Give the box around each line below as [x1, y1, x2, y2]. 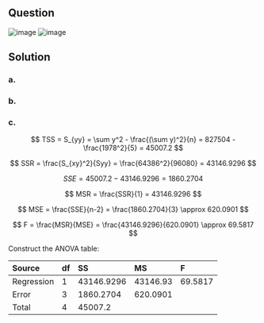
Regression [12, 276, 55, 287]
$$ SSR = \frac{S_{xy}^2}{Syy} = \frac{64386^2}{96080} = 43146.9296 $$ [10, 159, 257, 168]
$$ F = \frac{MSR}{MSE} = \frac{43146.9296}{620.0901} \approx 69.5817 [12, 220, 254, 229]
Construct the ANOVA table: [8, 244, 100, 253]
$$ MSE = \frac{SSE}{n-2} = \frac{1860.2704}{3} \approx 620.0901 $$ [17, 205, 250, 214]
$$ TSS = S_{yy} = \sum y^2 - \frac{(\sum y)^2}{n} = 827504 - [30, 135, 236, 144]
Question [8, 6, 55, 20]
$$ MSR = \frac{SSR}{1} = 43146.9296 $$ [64, 190, 202, 199]
